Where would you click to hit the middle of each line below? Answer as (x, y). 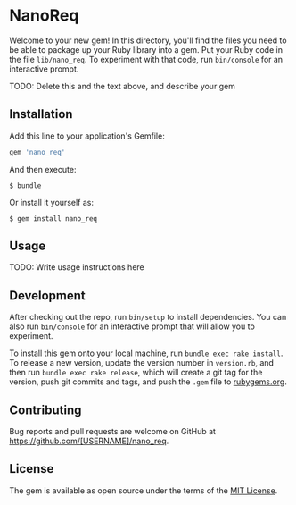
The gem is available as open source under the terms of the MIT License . (144, 490)
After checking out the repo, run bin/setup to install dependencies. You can (148, 317)
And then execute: (43, 169)
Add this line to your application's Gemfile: (87, 136)
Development (48, 295)
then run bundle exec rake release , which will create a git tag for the (136, 373)
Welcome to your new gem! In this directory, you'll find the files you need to (148, 40)
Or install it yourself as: (51, 202)
